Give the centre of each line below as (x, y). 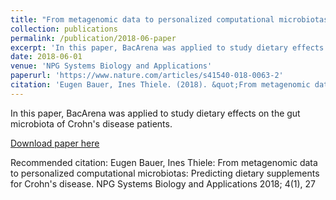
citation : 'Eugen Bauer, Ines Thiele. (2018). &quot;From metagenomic (160, 85)
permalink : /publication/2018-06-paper (93, 38)
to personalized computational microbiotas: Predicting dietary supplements (165, 173)
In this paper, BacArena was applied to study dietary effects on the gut (155, 113)
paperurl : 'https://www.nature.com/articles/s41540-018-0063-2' (147, 76)
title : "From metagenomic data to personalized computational (142, 19)
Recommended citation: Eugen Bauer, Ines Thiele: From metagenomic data (164, 162)
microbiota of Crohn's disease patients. (91, 123)
